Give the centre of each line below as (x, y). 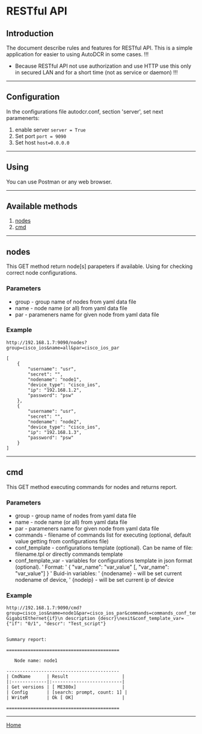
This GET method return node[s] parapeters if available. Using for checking (99, 266)
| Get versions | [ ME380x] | (66, 687)
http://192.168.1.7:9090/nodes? (47, 342)
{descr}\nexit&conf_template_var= (141, 619)
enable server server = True (50, 129)
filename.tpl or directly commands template (69, 554)
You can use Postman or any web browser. (59, 182)
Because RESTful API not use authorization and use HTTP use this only (103, 66)
